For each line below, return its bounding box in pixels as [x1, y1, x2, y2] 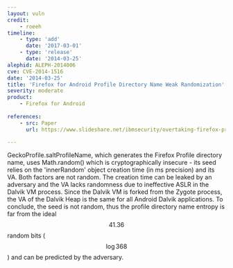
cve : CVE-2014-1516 [7, 68, 64, 75]
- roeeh [19, 23, 42, 30]
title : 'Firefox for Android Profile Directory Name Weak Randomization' [7, 81, 225, 88]
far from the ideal [7, 210, 57, 218]
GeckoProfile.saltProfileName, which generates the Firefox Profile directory [7, 151, 223, 159]
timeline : [7, 29, 36, 37]
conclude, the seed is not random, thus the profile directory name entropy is [7, 202, 225, 211]
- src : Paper [19, 119, 58, 127]
